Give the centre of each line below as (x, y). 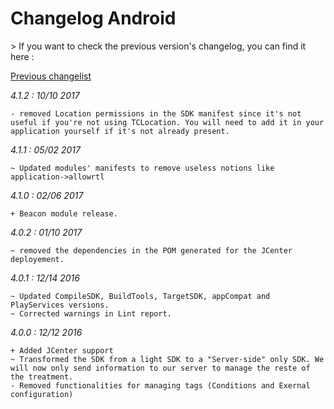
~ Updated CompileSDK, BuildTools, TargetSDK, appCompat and (140, 296)
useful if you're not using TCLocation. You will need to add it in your (167, 122)
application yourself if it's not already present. (120, 131)
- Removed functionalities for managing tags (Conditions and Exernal (160, 385)
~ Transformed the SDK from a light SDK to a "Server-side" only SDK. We (167, 359)
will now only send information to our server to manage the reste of (160, 368)
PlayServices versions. (60, 305)
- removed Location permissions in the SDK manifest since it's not (156, 113)
